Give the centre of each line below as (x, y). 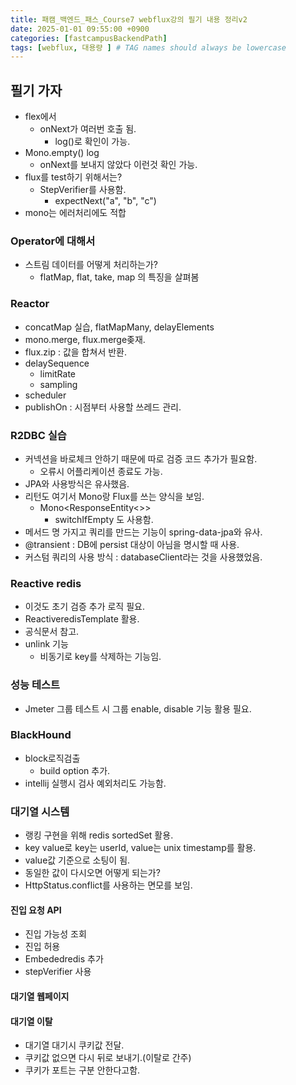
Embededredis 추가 (64, 959)
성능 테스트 (35, 685)
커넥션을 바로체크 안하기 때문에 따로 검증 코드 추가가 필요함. (141, 458)
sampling (58, 384)
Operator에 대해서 (53, 241)
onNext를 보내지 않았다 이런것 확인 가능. (118, 165)
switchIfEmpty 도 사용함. (104, 519)
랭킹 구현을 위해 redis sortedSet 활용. (99, 835)
